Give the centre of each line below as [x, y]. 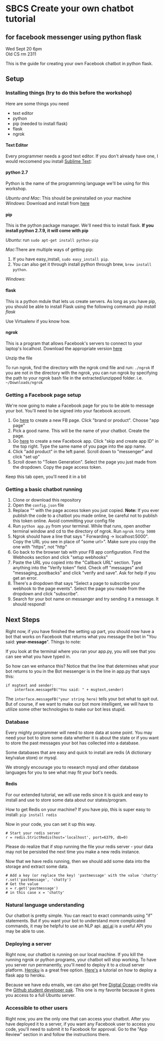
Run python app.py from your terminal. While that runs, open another [82, 526]
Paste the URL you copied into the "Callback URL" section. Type [77, 562]
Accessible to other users [37, 1008]
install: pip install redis [31, 814]
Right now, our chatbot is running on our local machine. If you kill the [74, 955]
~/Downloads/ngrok [24, 382]
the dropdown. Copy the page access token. [57, 467]
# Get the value [22, 884]
